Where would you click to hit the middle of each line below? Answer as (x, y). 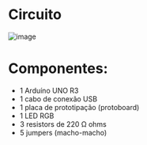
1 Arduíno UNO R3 (49, 90)
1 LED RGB (37, 116)
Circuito (35, 15)
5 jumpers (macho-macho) (63, 132)
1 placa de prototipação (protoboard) (79, 107)
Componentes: (58, 69)
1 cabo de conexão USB (58, 99)
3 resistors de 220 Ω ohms (63, 124)
